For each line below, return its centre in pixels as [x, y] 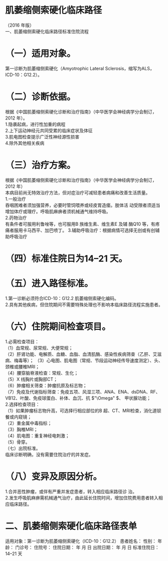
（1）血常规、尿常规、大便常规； [39, 348]
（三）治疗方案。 [41, 165]
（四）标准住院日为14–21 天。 [66, 258]
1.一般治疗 [16, 199]
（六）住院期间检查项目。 [58, 327]
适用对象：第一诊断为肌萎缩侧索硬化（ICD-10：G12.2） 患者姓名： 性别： [81, 541]
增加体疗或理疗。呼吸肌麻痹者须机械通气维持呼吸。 [58, 211]
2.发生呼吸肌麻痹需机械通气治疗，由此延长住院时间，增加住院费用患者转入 [82, 498]
